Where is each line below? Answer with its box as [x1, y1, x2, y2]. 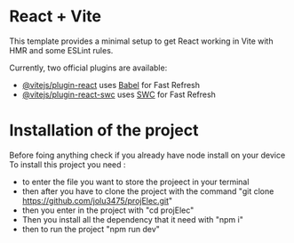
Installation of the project [9, 120, 199, 141]
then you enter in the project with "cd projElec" [21, 205, 195, 215]
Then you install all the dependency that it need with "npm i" [21, 214, 244, 224]
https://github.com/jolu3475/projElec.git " [21, 195, 173, 206]
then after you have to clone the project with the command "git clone [21, 185, 274, 197]
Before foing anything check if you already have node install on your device [9, 150, 286, 160]
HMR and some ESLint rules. [9, 45, 114, 55]
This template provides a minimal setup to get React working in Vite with [9, 36, 274, 46]
